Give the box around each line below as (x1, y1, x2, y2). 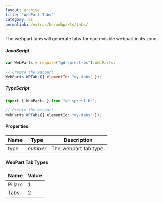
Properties (5, 123, 29, 129)
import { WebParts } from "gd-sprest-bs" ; (5, 98, 97, 103)
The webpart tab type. (51, 145, 105, 152)
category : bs (5, 17, 33, 22)
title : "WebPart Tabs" (5, 12, 54, 17)
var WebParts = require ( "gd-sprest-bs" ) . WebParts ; (5, 60, 116, 65)
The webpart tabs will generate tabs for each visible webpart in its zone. (5, 36, 158, 42)
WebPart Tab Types (5, 159, 48, 165)
